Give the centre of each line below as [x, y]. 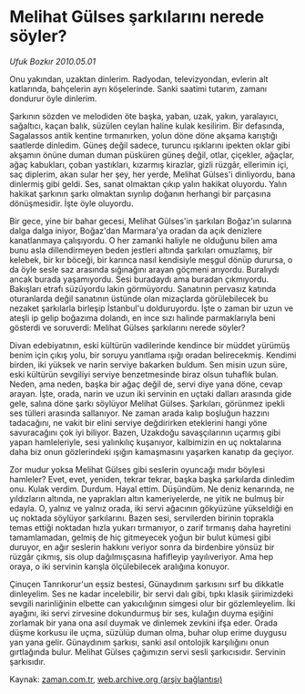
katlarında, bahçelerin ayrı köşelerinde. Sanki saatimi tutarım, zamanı [138, 88]
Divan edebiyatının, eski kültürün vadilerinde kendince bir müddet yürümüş [150, 345]
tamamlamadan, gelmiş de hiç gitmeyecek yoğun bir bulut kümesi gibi [140, 537]
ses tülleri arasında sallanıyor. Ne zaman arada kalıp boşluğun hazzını [140, 413]
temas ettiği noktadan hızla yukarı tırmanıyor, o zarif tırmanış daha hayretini [150, 527]
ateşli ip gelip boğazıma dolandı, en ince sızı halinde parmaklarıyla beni [142, 317]
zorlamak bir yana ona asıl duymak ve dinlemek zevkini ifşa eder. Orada [143, 623]
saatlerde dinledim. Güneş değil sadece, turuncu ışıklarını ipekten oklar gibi [150, 145]
